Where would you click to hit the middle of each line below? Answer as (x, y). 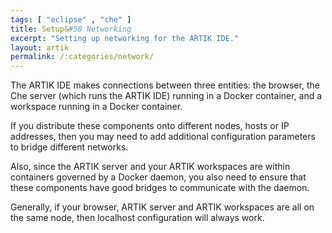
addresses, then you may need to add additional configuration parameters (163, 137)
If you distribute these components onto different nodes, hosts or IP (150, 126)
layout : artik (40, 47)
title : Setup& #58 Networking (71, 29)
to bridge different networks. (69, 147)
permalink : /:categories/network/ (82, 57)
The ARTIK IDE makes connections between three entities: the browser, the (165, 85)
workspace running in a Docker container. (96, 107)
